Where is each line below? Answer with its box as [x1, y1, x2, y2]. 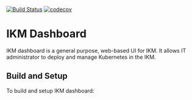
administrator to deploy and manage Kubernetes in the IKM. [6, 53, 157, 61]
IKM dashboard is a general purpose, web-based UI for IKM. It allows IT [6, 47, 187, 54]
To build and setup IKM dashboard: [6, 87, 94, 94]
